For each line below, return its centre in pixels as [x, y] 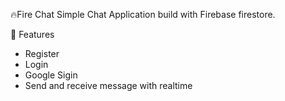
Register [42, 53]
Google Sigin [51, 75]
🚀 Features [32, 34]
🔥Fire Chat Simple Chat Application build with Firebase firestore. [143, 14]
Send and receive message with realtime [108, 85]
